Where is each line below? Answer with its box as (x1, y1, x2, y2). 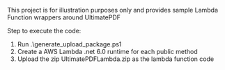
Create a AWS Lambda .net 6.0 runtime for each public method (17, 48, 199, 55)
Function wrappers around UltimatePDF (7, 13, 121, 21)
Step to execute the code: (7, 27, 82, 35)
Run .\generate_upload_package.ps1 (17, 40, 122, 48)
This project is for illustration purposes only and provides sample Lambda (7, 6, 218, 14)
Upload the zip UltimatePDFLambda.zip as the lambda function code (17, 55, 215, 63)
